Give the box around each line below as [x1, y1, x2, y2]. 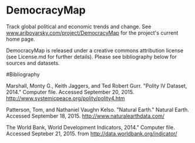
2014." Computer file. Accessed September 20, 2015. [6, 88, 135, 95]
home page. [6, 35, 35, 42]
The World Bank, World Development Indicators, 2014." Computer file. [6, 124, 175, 131]
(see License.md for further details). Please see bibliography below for [6, 53, 177, 60]
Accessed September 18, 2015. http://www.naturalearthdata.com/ [6, 112, 164, 119]
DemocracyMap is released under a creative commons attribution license [6, 46, 184, 54]
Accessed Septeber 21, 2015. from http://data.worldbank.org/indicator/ [6, 130, 177, 137]
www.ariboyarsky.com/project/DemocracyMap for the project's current [6, 29, 179, 36]
